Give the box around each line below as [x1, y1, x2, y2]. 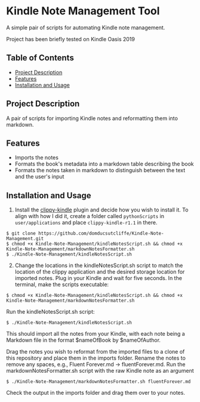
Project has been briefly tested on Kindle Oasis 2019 [6, 35, 136, 42]
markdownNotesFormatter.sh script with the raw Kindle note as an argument [6, 367, 194, 375]
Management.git [6, 236, 44, 242]
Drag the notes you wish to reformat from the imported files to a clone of [6, 348, 185, 355]
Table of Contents [6, 53, 75, 63]
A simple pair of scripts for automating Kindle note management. [6, 24, 165, 31]
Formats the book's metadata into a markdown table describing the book [14, 160, 194, 168]
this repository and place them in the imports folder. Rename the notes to [6, 354, 186, 362]
